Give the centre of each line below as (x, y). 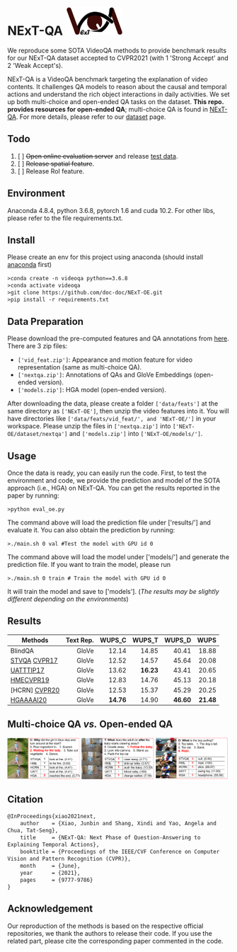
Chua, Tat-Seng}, (33, 831)
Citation (25, 799)
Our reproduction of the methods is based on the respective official (105, 926)
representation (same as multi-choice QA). (80, 367)
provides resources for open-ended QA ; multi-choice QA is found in (108, 109)
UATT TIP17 (27, 670)
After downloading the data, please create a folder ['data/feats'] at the (113, 403)
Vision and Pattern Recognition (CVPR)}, (69, 859)
